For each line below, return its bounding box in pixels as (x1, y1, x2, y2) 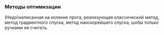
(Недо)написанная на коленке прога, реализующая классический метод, (4, 15, 160, 20)
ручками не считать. (4, 25, 48, 31)
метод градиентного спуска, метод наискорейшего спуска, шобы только (4, 19, 159, 25)
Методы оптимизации (4, 3, 61, 10)
